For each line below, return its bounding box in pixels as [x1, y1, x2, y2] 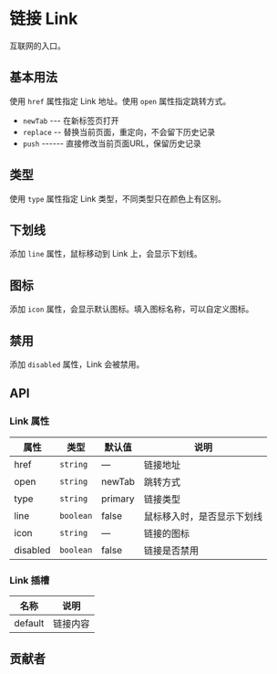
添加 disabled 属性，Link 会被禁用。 [9, 359, 145, 370]
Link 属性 [9, 415, 50, 427]
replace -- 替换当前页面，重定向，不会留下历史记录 [22, 126, 216, 137]
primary [101, 492, 135, 505]
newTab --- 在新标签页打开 [22, 115, 119, 126]
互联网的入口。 [9, 40, 66, 51]
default [14, 616, 45, 629]
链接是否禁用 [143, 544, 199, 557]
